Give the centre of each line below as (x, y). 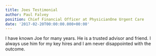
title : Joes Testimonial (32, 10)
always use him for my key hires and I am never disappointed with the (78, 44)
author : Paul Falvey (27, 15)
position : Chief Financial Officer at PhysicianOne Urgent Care (75, 19)
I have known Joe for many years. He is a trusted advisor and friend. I (78, 38)
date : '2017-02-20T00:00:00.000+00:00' (48, 24)
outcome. (15, 49)
